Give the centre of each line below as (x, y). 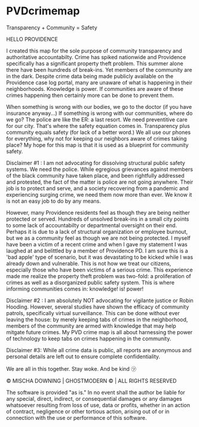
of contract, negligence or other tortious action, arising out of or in (88, 411)
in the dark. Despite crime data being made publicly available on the (90, 76)
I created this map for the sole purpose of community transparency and (94, 51)
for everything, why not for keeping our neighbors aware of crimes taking (97, 138)
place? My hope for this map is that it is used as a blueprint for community (97, 145)
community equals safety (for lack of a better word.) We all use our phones (99, 132)
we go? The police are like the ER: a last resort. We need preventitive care (97, 119)
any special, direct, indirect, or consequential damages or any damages (94, 398)
